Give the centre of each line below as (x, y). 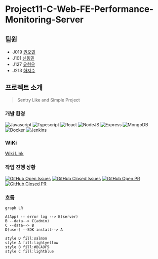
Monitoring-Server (44, 20)
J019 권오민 (24, 52)
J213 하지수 (24, 71)
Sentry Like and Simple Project (48, 100)
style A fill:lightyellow (32, 243)
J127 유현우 (24, 64)
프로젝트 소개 (24, 88)
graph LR (14, 208)
